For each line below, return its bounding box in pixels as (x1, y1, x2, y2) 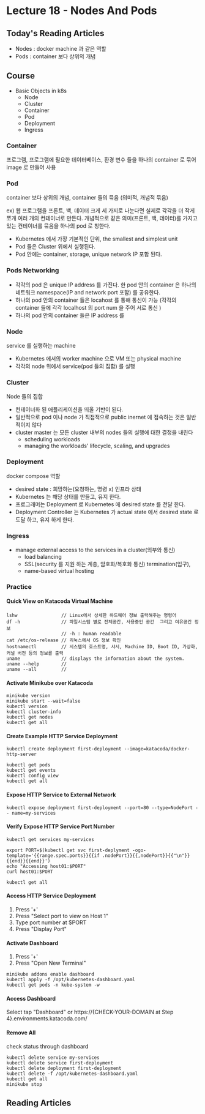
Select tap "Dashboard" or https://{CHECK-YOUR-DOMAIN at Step (6, 1008, 174, 1016)
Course (6, 71, 35, 81)
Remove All (6, 1029, 36, 1036)
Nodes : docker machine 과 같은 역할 (15, 45, 106, 52)
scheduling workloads (24, 436, 81, 443)
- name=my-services (6, 810, 56, 816)
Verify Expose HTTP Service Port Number (6, 823, 115, 830)
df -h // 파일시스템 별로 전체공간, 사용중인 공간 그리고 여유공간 (6, 619, 192, 625)
